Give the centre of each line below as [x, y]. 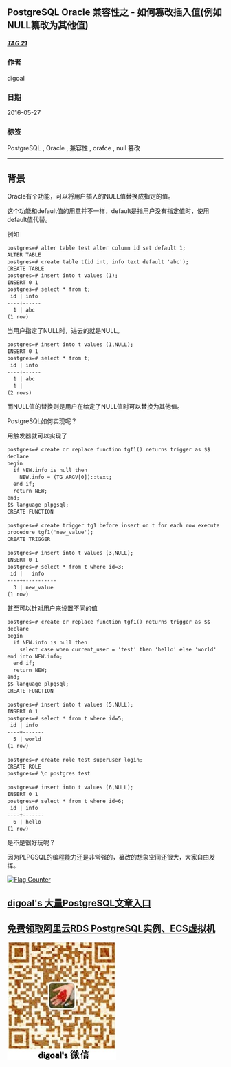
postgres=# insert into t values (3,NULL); [70, 553]
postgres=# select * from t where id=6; [66, 802]
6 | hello [27, 822]
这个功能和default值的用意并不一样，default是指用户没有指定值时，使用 [108, 211]
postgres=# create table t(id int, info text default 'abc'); [98, 262]
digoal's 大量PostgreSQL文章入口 [79, 903]
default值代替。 [29, 220]
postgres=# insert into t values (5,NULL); [70, 705]
